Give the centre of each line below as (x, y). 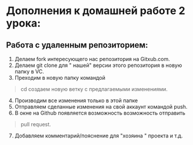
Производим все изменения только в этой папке (76, 100)
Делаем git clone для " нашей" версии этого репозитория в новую (98, 65)
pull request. (36, 124)
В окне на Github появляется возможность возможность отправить (100, 113)
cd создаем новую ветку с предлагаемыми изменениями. (94, 89)
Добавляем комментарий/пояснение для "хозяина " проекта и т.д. (99, 136)
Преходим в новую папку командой (60, 78)
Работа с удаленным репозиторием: (77, 45)
